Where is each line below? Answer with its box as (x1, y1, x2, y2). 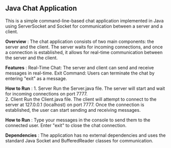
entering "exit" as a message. (5, 75, 67, 81)
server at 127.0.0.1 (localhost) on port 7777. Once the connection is (5, 102, 145, 108)
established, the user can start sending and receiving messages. (5, 107, 141, 113)
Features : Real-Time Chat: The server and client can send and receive (5, 64, 154, 70)
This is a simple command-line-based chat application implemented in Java (5, 17, 164, 23)
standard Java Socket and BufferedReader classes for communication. (5, 137, 154, 143)
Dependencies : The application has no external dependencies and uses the (5, 132, 166, 138)
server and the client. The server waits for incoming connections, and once (5, 43, 163, 50)
